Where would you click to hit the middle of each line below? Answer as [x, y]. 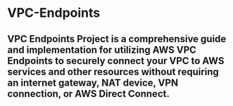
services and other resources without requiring [113, 72]
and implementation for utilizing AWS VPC [102, 49]
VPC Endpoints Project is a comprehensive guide [117, 39]
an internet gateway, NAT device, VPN [93, 82]
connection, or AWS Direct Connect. [89, 94]
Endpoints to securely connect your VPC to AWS [116, 61]
